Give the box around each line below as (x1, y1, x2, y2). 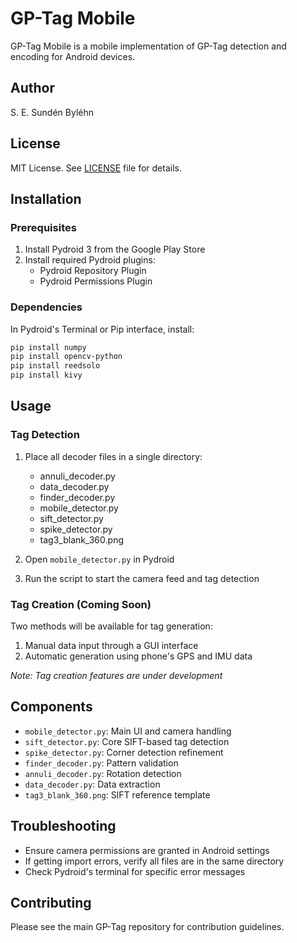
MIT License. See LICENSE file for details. (10, 162, 182, 174)
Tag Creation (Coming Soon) (10, 597, 152, 611)
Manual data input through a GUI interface (24, 640, 199, 652)
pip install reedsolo (10, 361, 101, 371)
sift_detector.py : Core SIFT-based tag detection (24, 735, 230, 747)
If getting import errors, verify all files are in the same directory (24, 855, 285, 867)
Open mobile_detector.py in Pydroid (24, 553, 175, 565)
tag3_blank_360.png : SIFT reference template (24, 788, 211, 801)
